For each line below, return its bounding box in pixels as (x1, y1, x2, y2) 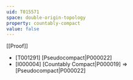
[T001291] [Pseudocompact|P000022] (15, 54, 112, 61)
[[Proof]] (6, 42, 29, 50)
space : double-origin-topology (6, 15, 86, 21)
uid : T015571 (6, 8, 40, 15)
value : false (6, 25, 40, 32)
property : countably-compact (6, 20, 81, 26)
